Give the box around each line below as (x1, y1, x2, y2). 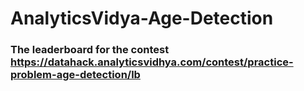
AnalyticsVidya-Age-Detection (10, 7, 274, 30)
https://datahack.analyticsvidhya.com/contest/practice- (10, 55, 294, 69)
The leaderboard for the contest (10, 43, 170, 57)
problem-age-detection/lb (10, 68, 141, 82)
